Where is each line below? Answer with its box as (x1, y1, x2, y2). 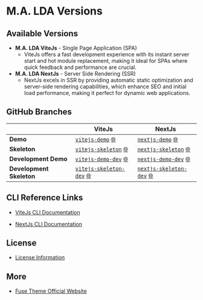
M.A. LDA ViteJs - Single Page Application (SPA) (14, 44, 137, 51)
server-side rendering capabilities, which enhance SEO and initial (24, 83, 187, 90)
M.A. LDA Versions (6, 4, 103, 18)
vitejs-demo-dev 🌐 (75, 154, 129, 163)
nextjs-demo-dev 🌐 (137, 154, 191, 163)
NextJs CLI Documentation (14, 220, 83, 227)
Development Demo (9, 154, 68, 163)
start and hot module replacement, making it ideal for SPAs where (24, 57, 188, 64)
